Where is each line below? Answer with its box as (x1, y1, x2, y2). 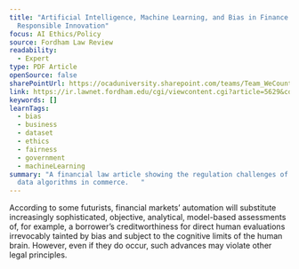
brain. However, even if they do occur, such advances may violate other (9, 241, 272, 251)
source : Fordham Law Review (9, 37, 114, 47)
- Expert (17, 54, 50, 63)
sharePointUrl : (9, 79, 66, 88)
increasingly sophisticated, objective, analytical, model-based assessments (9, 212, 287, 223)
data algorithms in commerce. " (17, 178, 145, 187)
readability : (9, 46, 58, 55)
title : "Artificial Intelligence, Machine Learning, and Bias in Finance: (9, 12, 293, 22)
